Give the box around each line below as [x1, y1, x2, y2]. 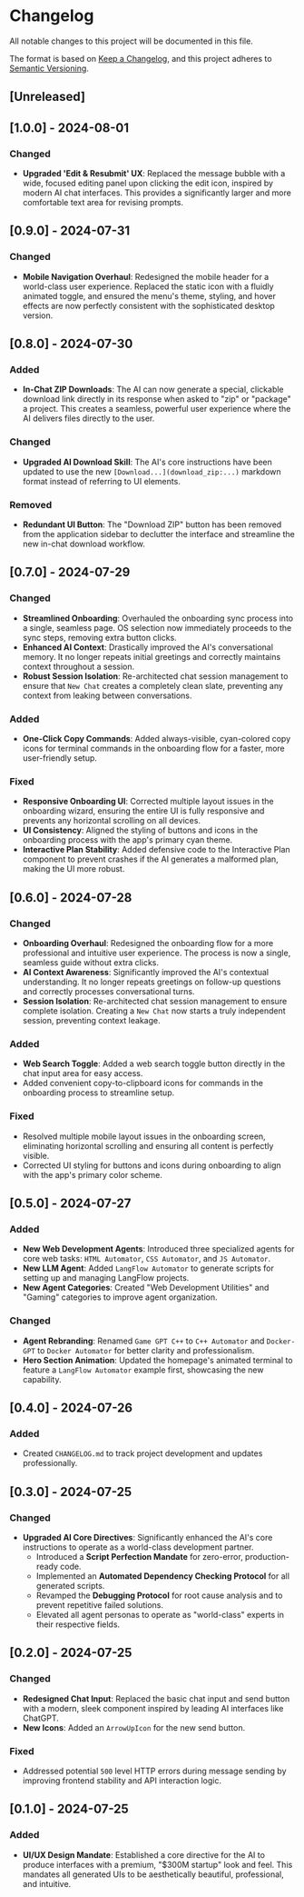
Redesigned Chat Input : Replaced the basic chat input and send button [22, 1692, 290, 1704]
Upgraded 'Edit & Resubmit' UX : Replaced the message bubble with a [22, 168, 286, 179]
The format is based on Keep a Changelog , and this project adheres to [9, 53, 272, 64]
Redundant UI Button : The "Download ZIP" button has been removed [22, 519, 282, 530]
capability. [22, 1373, 62, 1384]
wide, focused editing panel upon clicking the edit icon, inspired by [22, 178, 274, 189]
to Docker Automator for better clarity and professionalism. [37, 1344, 255, 1355]
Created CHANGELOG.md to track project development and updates [22, 1448, 263, 1459]
